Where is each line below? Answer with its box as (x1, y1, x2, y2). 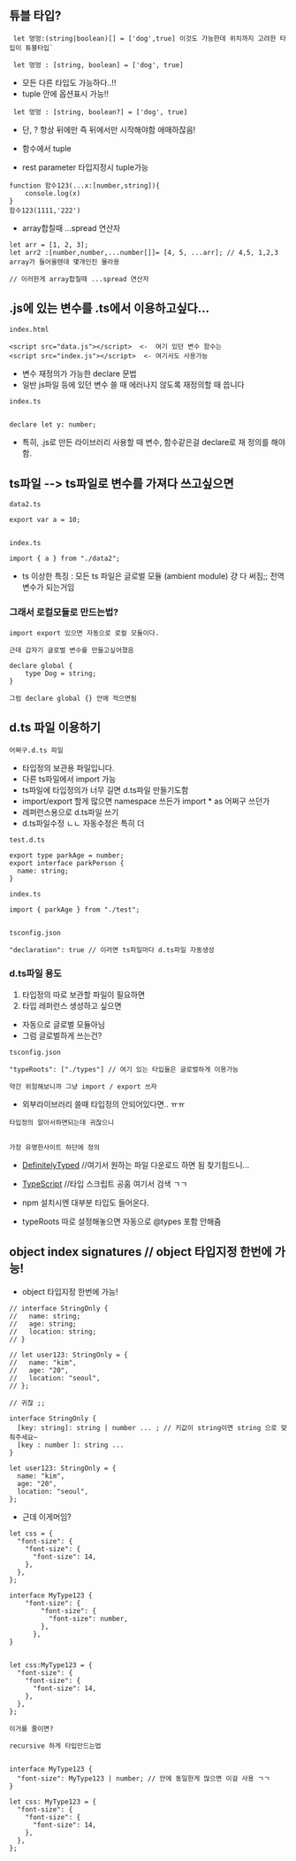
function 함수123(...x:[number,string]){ (9, 181, 161, 190)
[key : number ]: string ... (17, 1441, 125, 1450)
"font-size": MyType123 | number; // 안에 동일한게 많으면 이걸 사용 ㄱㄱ (17, 1773, 270, 1783)
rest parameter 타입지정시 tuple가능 (21, 162, 148, 173)
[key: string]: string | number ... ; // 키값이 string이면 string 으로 (17, 1423, 277, 1432)
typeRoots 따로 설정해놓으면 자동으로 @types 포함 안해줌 (21, 1216, 222, 1227)
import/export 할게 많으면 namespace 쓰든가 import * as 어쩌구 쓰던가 (21, 796, 270, 806)
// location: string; (9, 1327, 97, 1336)
